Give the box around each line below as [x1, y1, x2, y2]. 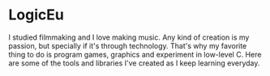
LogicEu [8, 6, 65, 24]
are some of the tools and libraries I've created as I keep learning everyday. [8, 58, 260, 68]
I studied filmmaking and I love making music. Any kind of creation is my [8, 32, 250, 42]
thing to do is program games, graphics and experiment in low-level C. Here [8, 49, 262, 59]
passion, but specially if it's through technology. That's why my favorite [8, 40, 247, 50]
